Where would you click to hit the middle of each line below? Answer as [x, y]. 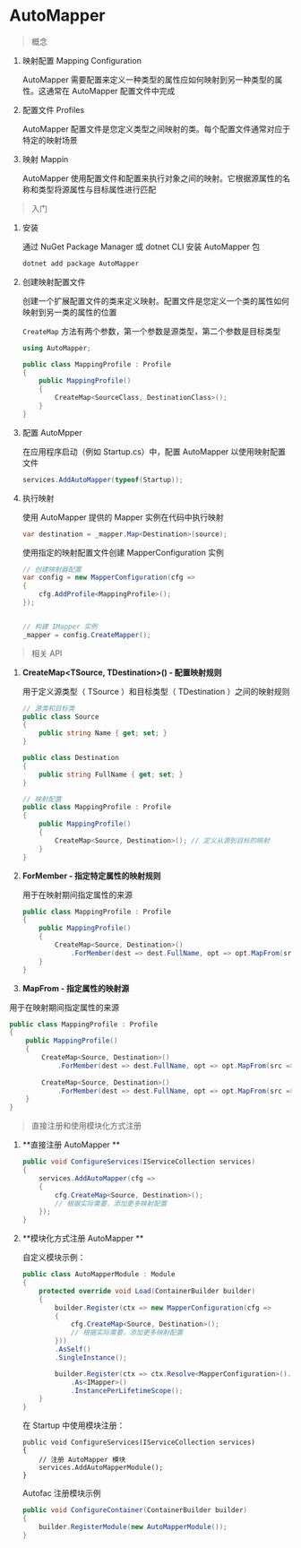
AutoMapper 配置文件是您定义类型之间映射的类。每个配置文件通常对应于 [156, 129]
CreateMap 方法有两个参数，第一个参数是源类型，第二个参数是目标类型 [151, 331]
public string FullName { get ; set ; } [111, 774]
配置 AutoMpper [52, 432]
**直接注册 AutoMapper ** [71, 1145]
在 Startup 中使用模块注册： [73, 1425]
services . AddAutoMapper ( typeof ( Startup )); [103, 480]
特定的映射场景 [50, 140]
